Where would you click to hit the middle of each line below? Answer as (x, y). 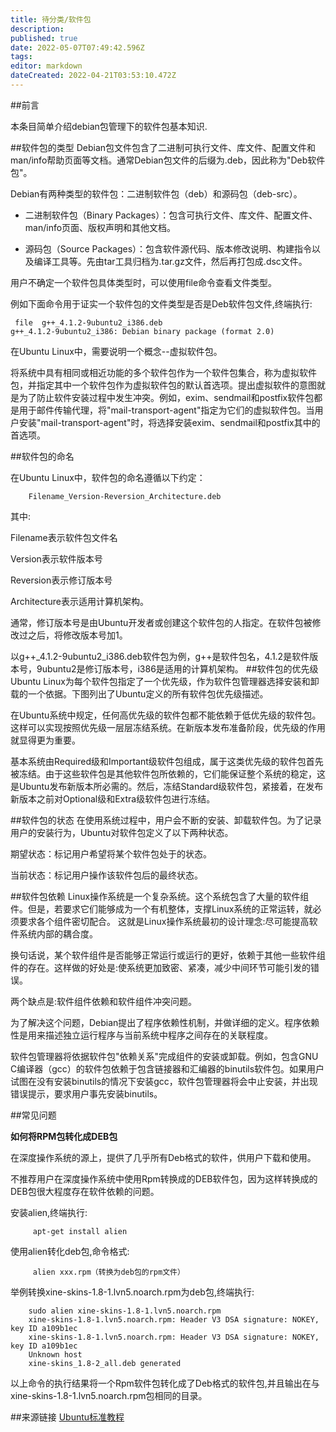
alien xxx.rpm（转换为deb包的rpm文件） (108, 1272)
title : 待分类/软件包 (51, 19)
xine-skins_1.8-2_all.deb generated (105, 1363)
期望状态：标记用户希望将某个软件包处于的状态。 (111, 853)
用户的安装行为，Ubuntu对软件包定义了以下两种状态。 (122, 832)
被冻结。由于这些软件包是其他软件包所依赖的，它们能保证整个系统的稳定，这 (168, 773)
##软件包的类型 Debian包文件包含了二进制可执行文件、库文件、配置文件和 (163, 147)
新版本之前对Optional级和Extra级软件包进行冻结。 (113, 798)
